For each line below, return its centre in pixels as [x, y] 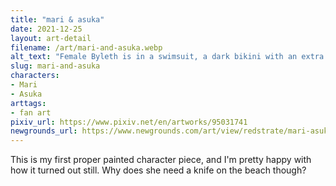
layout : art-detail [51, 38]
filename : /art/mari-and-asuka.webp [86, 47]
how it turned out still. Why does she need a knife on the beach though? [158, 170]
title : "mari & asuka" [57, 19]
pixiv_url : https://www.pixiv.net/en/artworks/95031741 [129, 122]
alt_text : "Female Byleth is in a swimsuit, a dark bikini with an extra [167, 57]
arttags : [28, 103]
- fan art [31, 112]
